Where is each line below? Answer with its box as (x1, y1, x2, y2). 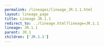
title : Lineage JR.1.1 (4, 16, 51, 21)
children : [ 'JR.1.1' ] (4, 35, 49, 40)
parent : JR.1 (4, 30, 31, 35)
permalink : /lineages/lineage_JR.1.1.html (4, 7, 93, 12)
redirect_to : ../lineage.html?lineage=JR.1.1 (4, 21, 99, 26)
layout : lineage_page (4, 12, 49, 17)
